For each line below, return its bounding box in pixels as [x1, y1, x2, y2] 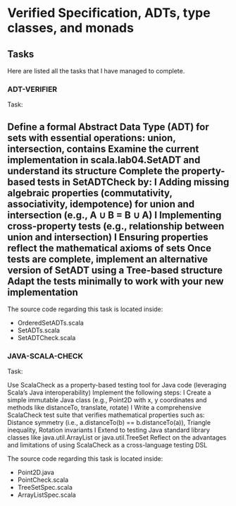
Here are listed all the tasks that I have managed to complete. [7, 67, 185, 75]
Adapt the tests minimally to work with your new [7, 275, 224, 287]
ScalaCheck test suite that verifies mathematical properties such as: [7, 411, 205, 419]
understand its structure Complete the [7, 164, 180, 177]
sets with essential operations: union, [7, 132, 176, 144]
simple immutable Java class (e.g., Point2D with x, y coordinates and [7, 396, 207, 404]
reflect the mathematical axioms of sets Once [7, 242, 211, 254]
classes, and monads [7, 20, 134, 36]
